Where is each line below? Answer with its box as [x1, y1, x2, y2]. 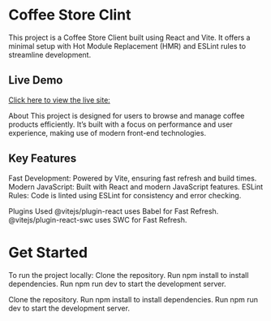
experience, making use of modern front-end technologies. [8, 128, 207, 137]
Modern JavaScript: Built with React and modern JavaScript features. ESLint [8, 181, 264, 192]
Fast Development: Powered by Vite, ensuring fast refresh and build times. [8, 173, 257, 183]
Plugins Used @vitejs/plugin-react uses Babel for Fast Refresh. [8, 206, 219, 216]
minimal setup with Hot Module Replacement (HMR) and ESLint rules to [8, 41, 246, 50]
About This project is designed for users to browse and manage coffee [8, 111, 245, 120]
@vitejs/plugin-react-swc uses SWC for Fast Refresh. [8, 215, 187, 224]
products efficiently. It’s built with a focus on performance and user [8, 119, 233, 129]
